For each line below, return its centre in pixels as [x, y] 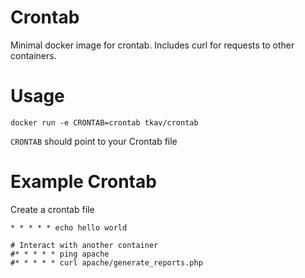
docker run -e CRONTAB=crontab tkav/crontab [104, 122]
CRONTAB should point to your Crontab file [94, 141]
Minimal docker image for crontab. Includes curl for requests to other [152, 45]
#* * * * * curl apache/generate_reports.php [106, 262]
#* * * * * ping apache [60, 254]
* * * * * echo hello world [69, 227]
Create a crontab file [52, 209]
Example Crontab [83, 182]
